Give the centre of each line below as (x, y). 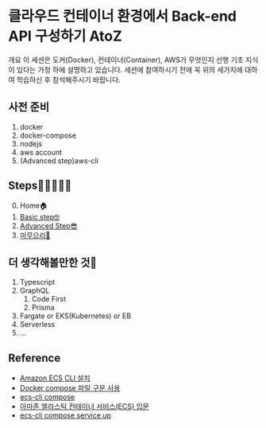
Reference (35, 358)
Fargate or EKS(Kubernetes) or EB (75, 316)
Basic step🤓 (40, 216)
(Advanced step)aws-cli (59, 161)
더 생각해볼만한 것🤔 (53, 262)
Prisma (43, 308)
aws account (40, 152)
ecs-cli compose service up (65, 415)
